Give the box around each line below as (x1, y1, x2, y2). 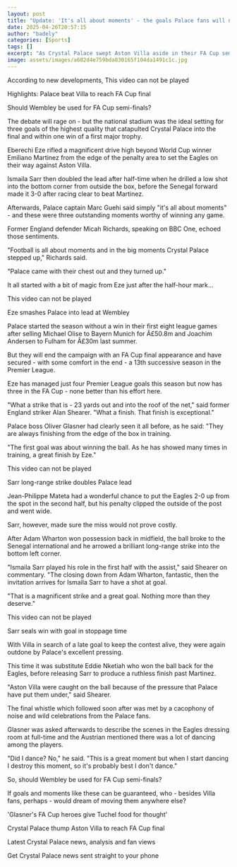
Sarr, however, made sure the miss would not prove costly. (7, 520, 178, 529)
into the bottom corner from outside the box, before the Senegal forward (7, 182, 218, 190)
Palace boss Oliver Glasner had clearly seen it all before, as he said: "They (7, 422, 224, 430)
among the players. (7, 740, 63, 749)
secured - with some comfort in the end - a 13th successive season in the (7, 358, 221, 367)
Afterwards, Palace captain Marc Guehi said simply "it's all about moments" (7, 203, 227, 212)
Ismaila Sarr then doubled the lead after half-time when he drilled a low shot (7, 174, 228, 183)
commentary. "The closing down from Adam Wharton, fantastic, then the (7, 570, 219, 579)
